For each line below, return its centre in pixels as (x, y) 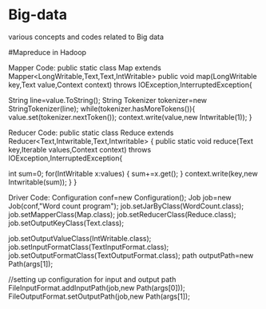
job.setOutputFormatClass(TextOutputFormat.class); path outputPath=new (131, 255)
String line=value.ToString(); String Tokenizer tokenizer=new (108, 100)
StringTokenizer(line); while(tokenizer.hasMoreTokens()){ (102, 109)
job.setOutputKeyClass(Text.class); (66, 223)
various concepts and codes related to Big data (86, 37)
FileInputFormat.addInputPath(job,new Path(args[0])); (97, 287)
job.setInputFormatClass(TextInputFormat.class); (89, 247)
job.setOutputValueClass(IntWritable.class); (80, 238)
